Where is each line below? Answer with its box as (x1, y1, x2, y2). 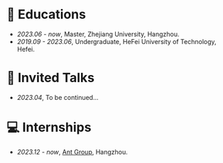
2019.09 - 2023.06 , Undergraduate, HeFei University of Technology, (16, 37, 217, 45)
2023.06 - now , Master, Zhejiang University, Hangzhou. (16, 30, 180, 38)
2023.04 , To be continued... (16, 93, 99, 101)
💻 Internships (6, 120, 92, 135)
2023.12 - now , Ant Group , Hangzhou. (16, 147, 129, 156)
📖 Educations (6, 6, 87, 23)
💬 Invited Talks (6, 70, 95, 86)
